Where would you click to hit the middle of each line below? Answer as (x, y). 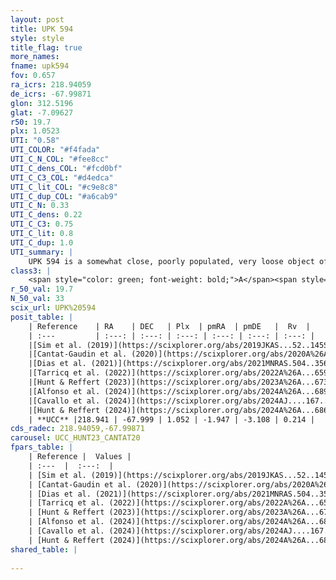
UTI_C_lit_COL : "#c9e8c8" (64, 187)
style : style (37, 38)
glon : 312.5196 (42, 103)
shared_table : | (44, 549)
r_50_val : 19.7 (42, 289)
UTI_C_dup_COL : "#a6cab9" (64, 196)
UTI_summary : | (42, 252)
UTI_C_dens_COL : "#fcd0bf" (66, 168)
